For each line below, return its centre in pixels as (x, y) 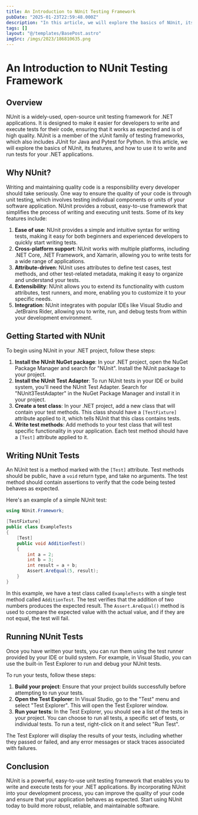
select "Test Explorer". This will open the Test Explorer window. (91, 705)
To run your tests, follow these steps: (51, 675)
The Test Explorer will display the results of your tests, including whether (94, 735)
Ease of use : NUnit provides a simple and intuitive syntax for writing (97, 230)
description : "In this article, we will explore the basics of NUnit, (95, 22)
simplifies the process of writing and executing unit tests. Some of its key (95, 212)
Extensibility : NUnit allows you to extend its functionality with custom (99, 286)
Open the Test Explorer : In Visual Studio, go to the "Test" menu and (97, 699)
